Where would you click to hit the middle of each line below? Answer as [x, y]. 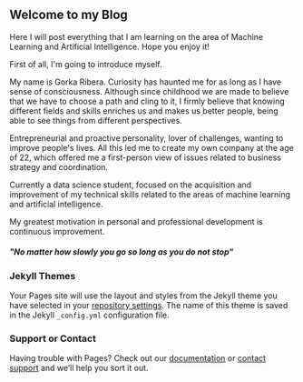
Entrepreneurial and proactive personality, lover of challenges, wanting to [147, 138]
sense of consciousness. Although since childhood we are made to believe [149, 91]
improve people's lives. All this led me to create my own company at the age [152, 147]
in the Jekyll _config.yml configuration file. [89, 315]
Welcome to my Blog [69, 15]
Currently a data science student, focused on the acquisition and [131, 185]
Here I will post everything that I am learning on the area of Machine [137, 36]
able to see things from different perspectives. [96, 120]
